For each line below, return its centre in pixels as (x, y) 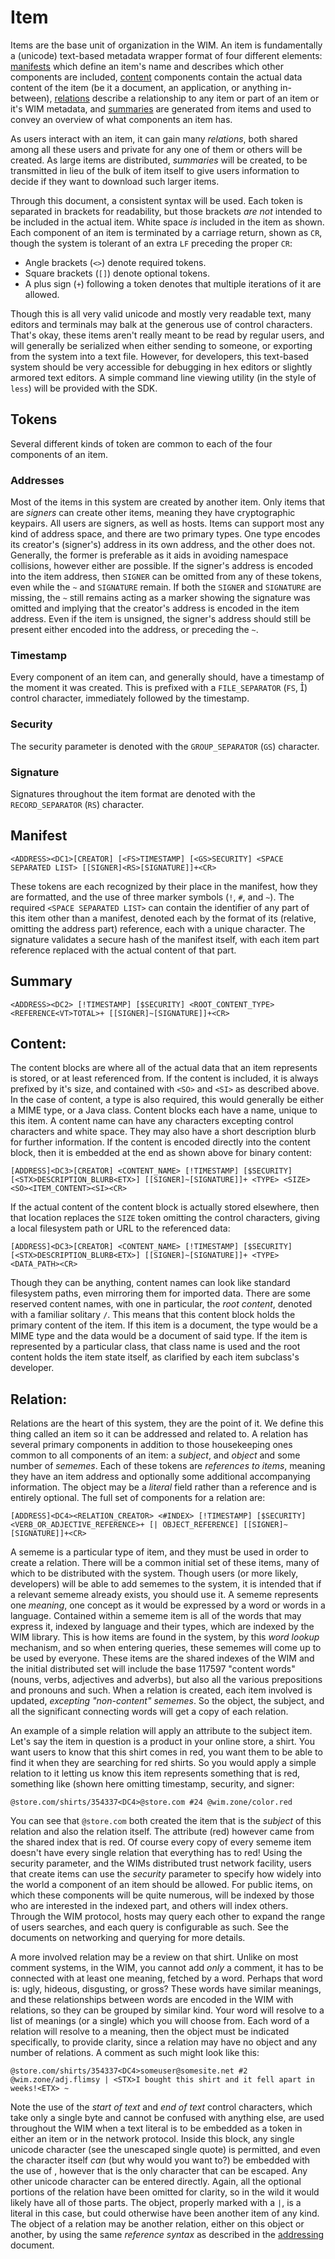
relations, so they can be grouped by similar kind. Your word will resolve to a (167, 2010)
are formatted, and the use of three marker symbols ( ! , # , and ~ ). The (152, 897)
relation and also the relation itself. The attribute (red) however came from (162, 1832)
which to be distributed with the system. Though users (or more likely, (154, 1573)
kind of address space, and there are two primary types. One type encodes (165, 534)
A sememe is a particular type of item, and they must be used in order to (159, 1552)
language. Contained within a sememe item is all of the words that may (156, 1616)
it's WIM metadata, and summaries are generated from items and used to (161, 108)
